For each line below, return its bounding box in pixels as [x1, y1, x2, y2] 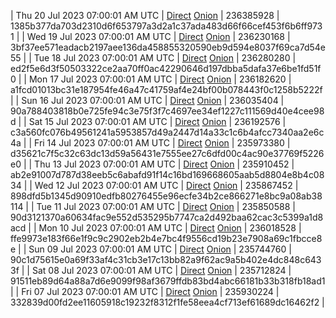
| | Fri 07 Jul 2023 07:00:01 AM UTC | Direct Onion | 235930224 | [10, 286, 280, 297]
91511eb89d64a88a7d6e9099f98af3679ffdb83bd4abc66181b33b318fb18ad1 [10, 275, 326, 287]
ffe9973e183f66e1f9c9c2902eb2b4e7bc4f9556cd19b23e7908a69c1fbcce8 [10, 233, 323, 244]
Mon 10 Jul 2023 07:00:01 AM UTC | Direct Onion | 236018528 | [38, 222, 302, 234]
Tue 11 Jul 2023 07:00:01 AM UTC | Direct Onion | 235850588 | [36, 201, 296, 212]
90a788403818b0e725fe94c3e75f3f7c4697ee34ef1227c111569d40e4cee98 [10, 105, 325, 117]
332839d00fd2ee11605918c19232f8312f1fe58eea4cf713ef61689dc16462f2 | [10, 296, 325, 308]
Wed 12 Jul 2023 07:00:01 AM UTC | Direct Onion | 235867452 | [34, 180, 299, 191]
